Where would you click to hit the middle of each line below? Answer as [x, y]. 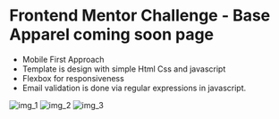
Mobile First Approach [63, 59]
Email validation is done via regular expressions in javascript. [134, 88]
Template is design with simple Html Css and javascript [124, 69]
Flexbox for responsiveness [73, 78]
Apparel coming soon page [112, 34]
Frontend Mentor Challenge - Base [140, 16]
